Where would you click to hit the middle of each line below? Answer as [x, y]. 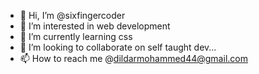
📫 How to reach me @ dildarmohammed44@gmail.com [133, 58]
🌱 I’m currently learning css [76, 36]
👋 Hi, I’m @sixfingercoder [72, 15]
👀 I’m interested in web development [95, 26]
